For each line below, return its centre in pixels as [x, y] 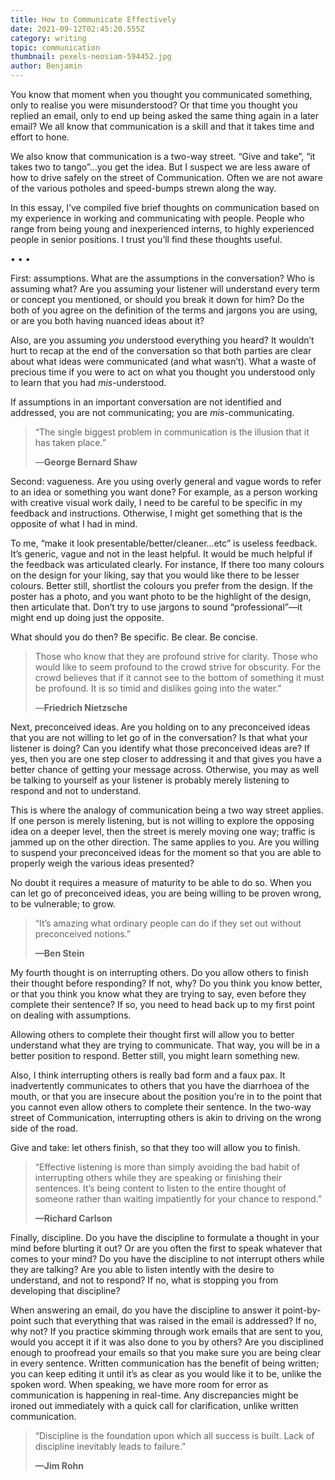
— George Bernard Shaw [86, 462]
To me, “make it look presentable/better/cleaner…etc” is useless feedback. [164, 543]
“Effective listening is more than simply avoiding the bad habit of [167, 1167]
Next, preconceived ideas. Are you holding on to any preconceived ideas [160, 727]
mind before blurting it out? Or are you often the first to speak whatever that [166, 1248]
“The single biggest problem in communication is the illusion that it [172, 432]
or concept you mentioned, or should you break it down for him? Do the [157, 299]
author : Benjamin [46, 66]
